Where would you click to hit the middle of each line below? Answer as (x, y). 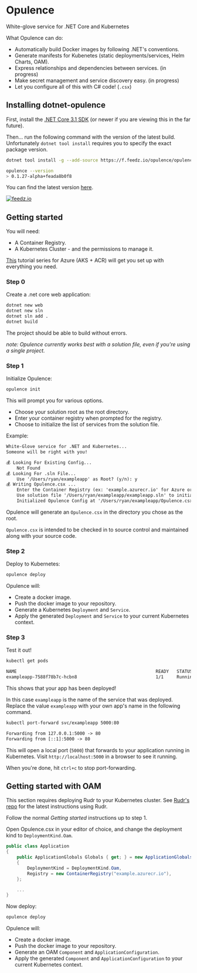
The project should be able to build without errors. (67, 333)
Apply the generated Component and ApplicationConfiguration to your (98, 958)
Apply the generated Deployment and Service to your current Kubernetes (102, 616)
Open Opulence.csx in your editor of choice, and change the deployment (94, 829)
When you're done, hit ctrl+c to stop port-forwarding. (71, 767)
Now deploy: (21, 906)
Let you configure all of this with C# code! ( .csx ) (73, 86)
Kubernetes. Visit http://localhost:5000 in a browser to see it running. (92, 756)
